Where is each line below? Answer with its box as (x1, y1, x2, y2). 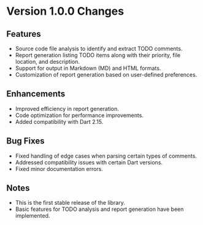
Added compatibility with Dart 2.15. (15, 118, 104, 125)
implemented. (15, 212, 50, 219)
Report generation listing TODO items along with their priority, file (15, 51, 181, 59)
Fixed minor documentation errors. (15, 165, 103, 172)
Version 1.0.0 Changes (6, 4, 124, 18)
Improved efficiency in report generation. (15, 105, 120, 112)
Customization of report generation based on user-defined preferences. (15, 71, 197, 78)
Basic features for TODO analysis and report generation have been (15, 205, 184, 213)
